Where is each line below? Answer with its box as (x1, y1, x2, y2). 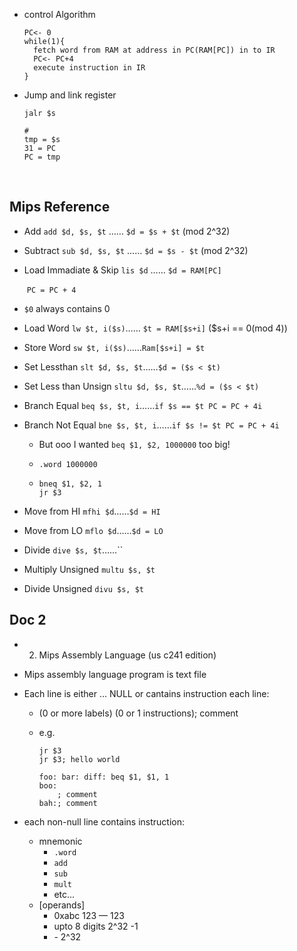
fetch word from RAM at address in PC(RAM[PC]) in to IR (33, 45, 276, 55)
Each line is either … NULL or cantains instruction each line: (23, 687, 270, 699)
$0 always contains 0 (23, 302, 111, 314)
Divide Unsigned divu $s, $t (23, 582, 144, 594)
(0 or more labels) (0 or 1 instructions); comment (38, 707, 239, 719)
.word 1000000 (38, 459, 98, 469)
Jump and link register (23, 89, 117, 101)
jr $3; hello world (38, 754, 121, 764)
